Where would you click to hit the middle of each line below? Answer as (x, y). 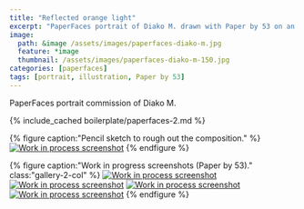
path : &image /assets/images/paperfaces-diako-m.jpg (120, 43)
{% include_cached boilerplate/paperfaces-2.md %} (108, 120)
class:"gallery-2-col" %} (55, 174)
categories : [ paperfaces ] (58, 69)
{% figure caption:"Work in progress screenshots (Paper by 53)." (131, 165)
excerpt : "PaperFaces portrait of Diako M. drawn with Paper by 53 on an (152, 26)
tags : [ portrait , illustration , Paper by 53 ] (97, 77)
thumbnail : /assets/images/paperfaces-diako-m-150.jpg (124, 60)
